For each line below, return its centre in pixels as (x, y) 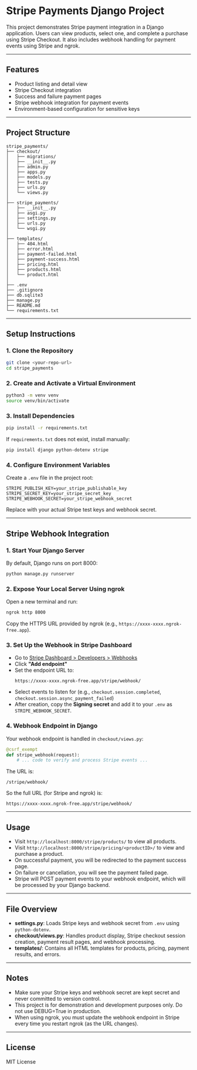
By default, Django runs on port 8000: (52, 563)
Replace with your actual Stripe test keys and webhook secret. (81, 510)
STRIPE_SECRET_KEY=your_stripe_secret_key (59, 494)
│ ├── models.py (28, 177)
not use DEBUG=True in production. (58, 1011)
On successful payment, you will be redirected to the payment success (100, 860)
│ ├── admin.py (27, 167)
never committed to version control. (58, 998)
